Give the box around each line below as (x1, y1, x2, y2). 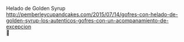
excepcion (6, 23, 31, 30)
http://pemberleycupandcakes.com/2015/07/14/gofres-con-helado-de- (6, 11, 178, 18)
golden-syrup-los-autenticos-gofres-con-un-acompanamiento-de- (6, 17, 169, 24)
